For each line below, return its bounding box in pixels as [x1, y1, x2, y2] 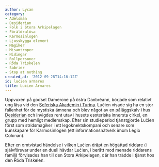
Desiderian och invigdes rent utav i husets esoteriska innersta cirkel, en [5, 112, 148, 118]
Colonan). [5, 132, 25, 138]
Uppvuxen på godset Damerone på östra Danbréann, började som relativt [5, 97, 152, 102]
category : [5, 12, 25, 16]
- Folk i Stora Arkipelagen [5, 25, 62, 30]
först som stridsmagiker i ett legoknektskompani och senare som [5, 122, 135, 128]
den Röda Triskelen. [5, 157, 45, 163]
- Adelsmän [5, 16, 27, 21]
